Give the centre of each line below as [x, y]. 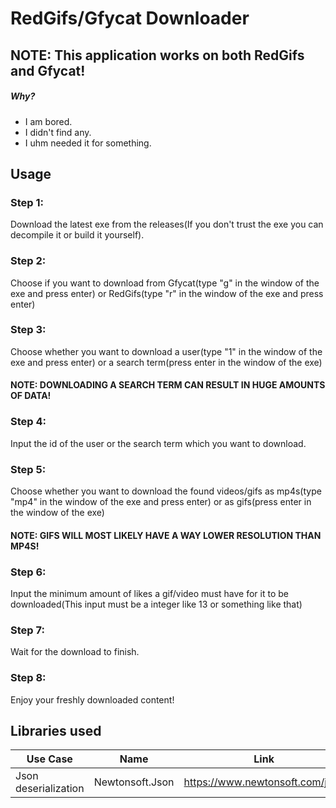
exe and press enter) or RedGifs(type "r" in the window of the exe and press [167, 293]
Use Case [49, 759]
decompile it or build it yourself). [77, 235]
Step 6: [28, 572]
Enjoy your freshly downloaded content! [92, 699]
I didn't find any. [58, 132]
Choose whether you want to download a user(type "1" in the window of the [166, 351]
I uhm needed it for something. [88, 143]
